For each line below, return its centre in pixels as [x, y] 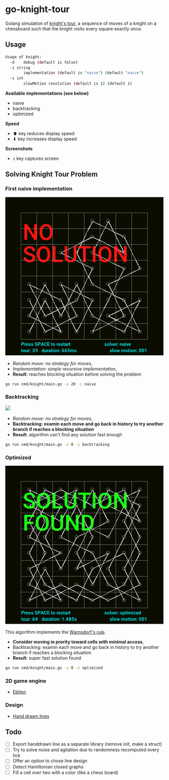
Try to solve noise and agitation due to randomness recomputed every [86, 750]
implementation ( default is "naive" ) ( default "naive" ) [83, 73]
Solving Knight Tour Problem [51, 174]
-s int [17, 78]
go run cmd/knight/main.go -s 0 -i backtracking [57, 444]
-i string [20, 68]
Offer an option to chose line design [50, 761]
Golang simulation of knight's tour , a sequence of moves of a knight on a [81, 23]
